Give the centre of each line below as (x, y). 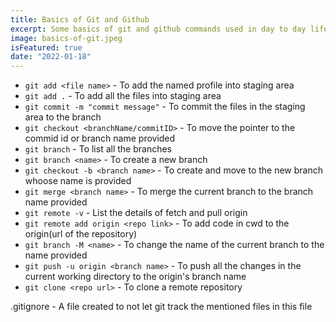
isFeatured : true (46, 47)
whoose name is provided (78, 181)
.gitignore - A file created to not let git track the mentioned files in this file (161, 307)
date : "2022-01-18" (51, 57)
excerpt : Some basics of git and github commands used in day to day (158, 29)
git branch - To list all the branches (98, 149)
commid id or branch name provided (100, 138)
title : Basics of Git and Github (80, 19)
